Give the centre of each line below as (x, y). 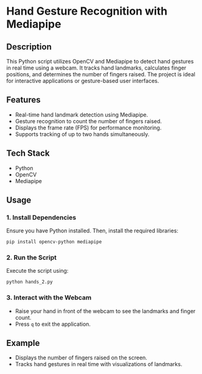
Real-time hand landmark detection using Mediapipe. (82, 115)
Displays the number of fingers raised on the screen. (81, 358)
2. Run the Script (31, 257)
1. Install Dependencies (41, 217)
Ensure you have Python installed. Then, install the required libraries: (92, 231)
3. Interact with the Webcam (49, 298)
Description (29, 47)
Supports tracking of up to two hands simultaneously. (82, 134)
